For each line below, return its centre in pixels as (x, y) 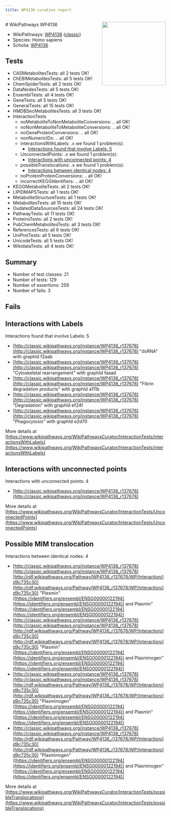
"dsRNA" (149, 351)
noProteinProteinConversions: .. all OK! (61, 176)
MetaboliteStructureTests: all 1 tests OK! (54, 198)
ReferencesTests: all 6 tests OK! (46, 230)
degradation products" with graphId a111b (56, 389)
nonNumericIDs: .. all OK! (47, 138)
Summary (21, 262)
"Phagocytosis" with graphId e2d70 (50, 421)
